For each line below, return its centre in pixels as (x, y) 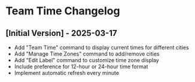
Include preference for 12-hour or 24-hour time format (81, 66)
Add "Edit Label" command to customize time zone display (86, 60)
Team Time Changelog (63, 11)
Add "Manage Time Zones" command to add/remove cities (87, 54)
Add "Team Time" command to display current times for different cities (101, 47)
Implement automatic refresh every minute (67, 73)
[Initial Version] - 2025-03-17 (61, 33)
